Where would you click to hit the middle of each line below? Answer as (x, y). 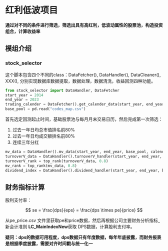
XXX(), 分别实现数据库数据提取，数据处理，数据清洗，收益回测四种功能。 (80, 81)
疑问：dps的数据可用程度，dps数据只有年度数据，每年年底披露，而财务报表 (83, 237)
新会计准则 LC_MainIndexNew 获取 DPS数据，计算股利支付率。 (70, 227)
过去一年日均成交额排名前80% (44, 136)
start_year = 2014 (24, 95)
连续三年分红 (25, 142)
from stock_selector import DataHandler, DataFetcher (62, 90)
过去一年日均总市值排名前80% (44, 130)
